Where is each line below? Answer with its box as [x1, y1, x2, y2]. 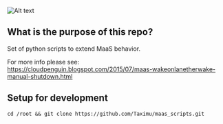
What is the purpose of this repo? [7, 26, 153, 38]
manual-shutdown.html [7, 72, 73, 80]
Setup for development [7, 92, 108, 104]
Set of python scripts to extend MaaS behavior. [7, 45, 141, 53]
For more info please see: [7, 58, 80, 66]
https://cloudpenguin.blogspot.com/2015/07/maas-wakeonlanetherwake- [7, 65, 215, 73]
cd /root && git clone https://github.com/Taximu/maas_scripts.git [7, 110, 205, 117]
